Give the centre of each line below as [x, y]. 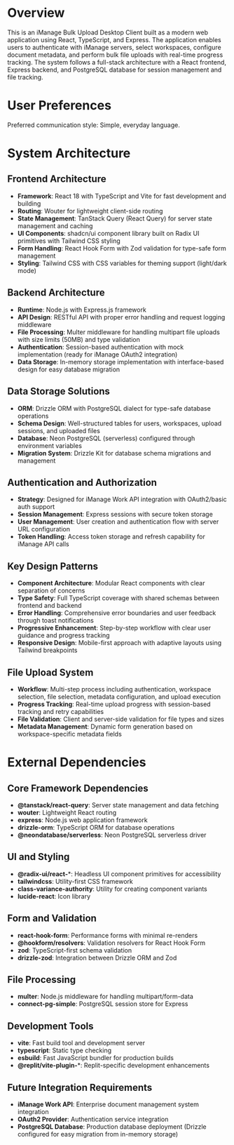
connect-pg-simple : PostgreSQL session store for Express [103, 1004]
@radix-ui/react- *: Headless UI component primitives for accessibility [119, 874]
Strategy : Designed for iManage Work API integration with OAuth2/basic [122, 499]
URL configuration [43, 529]
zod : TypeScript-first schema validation [74, 950]
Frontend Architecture [57, 179]
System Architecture [69, 153]
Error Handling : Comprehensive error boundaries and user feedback [117, 613]
